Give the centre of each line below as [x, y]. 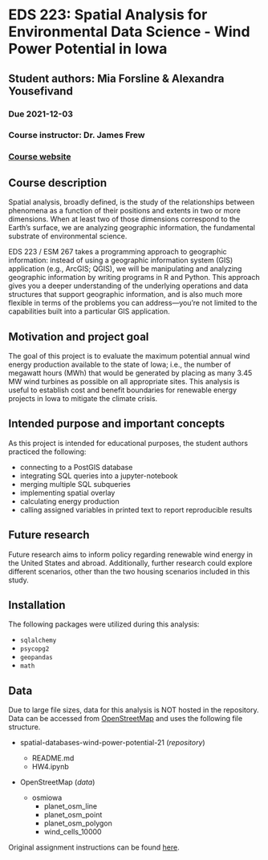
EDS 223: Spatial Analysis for [108, 15]
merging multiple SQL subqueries [75, 484]
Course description [58, 183]
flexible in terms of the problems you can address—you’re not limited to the [133, 303]
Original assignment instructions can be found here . [94, 847]
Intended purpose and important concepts [117, 424]
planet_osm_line [71, 806]
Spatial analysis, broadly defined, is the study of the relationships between [132, 202]
